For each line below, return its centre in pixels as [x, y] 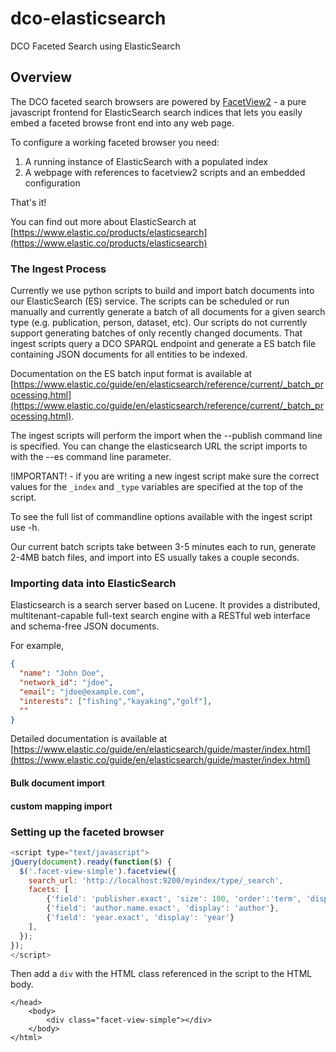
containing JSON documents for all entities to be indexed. [129, 354]
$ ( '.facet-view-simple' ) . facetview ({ [98, 871]
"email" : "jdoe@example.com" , [82, 692]
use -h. [25, 528]
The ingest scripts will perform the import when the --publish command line [166, 436]
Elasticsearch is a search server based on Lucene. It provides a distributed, [165, 605]
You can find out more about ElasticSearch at [103, 221]
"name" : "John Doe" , [62, 673]
